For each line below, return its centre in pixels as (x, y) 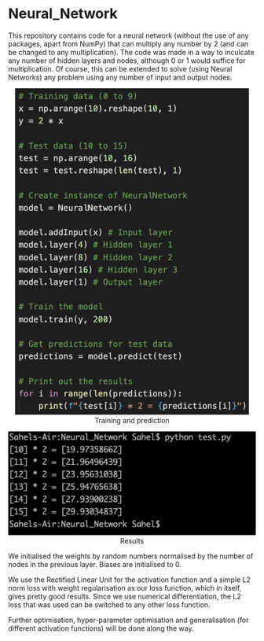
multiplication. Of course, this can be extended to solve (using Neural (120, 68)
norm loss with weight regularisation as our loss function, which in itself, (125, 588)
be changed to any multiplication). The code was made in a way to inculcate (131, 52)
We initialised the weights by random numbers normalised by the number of (131, 556)
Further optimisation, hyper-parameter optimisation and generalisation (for (128, 620)
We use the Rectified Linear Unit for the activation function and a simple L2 (130, 580)
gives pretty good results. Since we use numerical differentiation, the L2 (125, 597)
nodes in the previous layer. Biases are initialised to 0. (95, 565)
